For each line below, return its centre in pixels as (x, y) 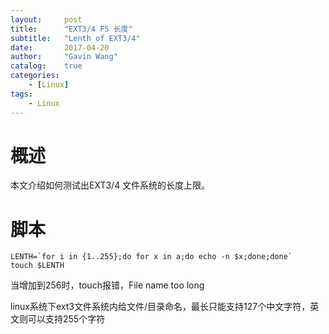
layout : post (46, 19)
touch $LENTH (37, 266)
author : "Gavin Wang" (64, 57)
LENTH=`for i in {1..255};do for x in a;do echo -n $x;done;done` (151, 257)
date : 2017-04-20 (60, 47)
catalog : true (46, 66)
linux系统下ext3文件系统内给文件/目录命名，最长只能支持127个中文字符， (160, 307)
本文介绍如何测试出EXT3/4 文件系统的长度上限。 (110, 185)
